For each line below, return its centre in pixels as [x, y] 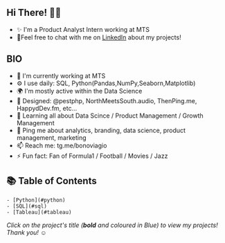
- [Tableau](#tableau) [39, 213]
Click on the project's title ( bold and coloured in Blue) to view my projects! [112, 225]
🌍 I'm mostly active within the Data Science [79, 91]
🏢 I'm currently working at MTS [61, 75]
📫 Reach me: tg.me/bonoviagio [62, 145]
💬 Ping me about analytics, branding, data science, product [101, 130]
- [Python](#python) [36, 200]
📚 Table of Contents [52, 181]
